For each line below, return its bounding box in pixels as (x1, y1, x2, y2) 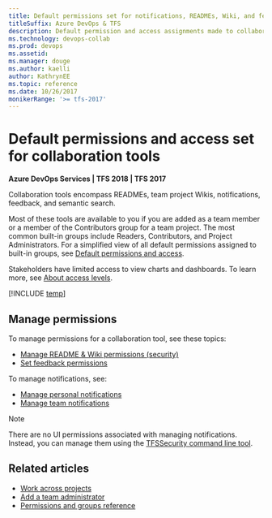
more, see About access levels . (8, 273, 113, 283)
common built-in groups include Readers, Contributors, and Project (8, 231, 232, 241)
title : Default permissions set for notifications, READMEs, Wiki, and (8, 11, 255, 20)
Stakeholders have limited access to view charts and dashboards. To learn (8, 265, 257, 274)
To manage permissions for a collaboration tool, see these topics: (8, 334, 227, 343)
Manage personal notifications (19, 390, 122, 399)
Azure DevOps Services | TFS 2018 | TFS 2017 (8, 174, 167, 183)
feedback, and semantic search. (8, 198, 116, 208)
